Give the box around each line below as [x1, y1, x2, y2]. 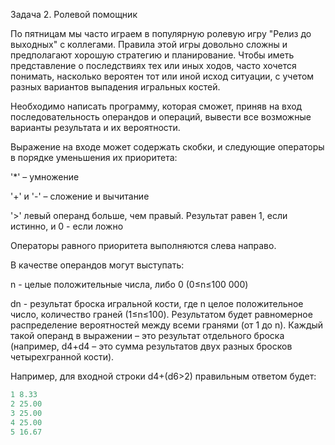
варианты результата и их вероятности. [10, 122, 181, 133]
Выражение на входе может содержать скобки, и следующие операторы [10, 141, 325, 153]
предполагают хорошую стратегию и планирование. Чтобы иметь [10, 49, 295, 61]
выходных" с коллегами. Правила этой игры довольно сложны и [10, 39, 288, 50]
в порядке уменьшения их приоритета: [10, 152, 178, 163]
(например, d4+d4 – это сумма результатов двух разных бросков [10, 340, 293, 352]
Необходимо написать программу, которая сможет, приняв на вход [10, 100, 303, 112]
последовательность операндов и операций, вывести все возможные [10, 111, 312, 123]
